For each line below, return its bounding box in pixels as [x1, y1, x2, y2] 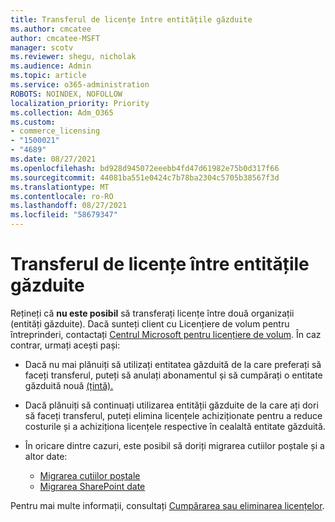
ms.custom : [10, 117, 56, 127]
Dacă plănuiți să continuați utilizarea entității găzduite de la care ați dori [24, 399, 319, 411]
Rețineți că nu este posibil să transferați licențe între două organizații [10, 307, 295, 319]
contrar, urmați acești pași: [10, 339, 121, 351]
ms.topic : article [10, 71, 87, 81]
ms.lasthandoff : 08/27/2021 [10, 201, 128, 211]
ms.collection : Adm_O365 [10, 107, 114, 118]
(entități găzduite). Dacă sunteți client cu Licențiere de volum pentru [10, 317, 290, 330]
